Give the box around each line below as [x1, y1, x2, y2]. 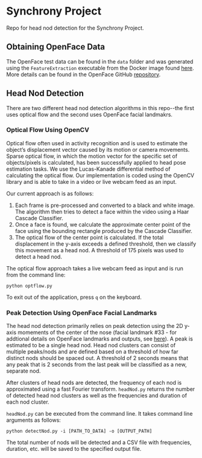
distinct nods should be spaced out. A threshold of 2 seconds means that [6, 355, 189, 362]
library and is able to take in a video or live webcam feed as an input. [6, 178, 177, 185]
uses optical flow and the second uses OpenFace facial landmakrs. [6, 111, 173, 118]
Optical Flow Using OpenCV [6, 126, 89, 134]
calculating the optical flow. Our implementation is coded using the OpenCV [6, 171, 195, 179]
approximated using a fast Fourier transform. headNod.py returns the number [6, 385, 195, 393]
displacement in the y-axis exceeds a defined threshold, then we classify [14, 240, 197, 247]
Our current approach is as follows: [6, 189, 94, 197]
